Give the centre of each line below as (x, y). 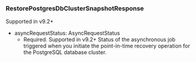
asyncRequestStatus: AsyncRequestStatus (67, 33)
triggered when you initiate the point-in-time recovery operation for (107, 46)
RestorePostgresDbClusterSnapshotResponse (75, 8)
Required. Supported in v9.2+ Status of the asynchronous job (99, 40)
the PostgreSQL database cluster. (65, 52)
